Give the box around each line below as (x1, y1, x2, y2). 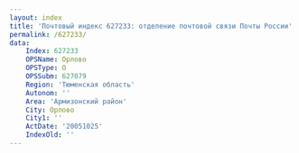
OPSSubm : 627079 (25, 72, 88, 81)
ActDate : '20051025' (25, 122, 103, 131)
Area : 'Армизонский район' (25, 96, 127, 106)
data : (9, 38, 30, 48)
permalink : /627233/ (9, 30, 88, 39)
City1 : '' (25, 113, 63, 122)
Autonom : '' (25, 88, 70, 97)
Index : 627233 (25, 47, 79, 56)
